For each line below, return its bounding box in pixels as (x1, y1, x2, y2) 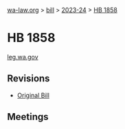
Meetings (7, 111, 49, 123)
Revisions (7, 72, 50, 85)
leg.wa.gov (7, 52, 39, 61)
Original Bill (16, 91, 50, 99)
